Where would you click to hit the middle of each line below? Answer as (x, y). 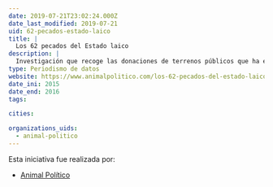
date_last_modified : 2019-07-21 (63, 24)
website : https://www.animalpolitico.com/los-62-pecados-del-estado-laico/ (139, 76)
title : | (23, 39)
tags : (17, 99)
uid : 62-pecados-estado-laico (60, 31)
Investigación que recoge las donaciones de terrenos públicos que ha (138, 62)
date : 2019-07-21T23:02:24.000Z (63, 16)
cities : (22, 114)
